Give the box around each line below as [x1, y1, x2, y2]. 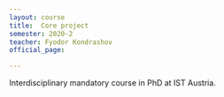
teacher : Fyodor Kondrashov [9, 37, 113, 47]
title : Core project [9, 21, 89, 30]
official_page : [9, 46, 66, 55]
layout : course [9, 12, 66, 22]
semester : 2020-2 [9, 29, 73, 38]
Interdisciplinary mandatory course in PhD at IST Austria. [9, 78, 217, 88]
